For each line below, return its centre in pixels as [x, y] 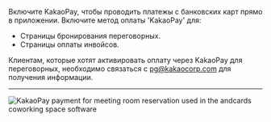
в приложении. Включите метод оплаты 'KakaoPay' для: [105, 20]
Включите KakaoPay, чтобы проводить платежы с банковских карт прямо [135, 12]
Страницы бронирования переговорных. [90, 36]
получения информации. [51, 77]
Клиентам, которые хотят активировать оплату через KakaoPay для [125, 60]
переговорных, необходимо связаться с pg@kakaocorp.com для [120, 69]
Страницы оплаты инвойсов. [69, 44]
